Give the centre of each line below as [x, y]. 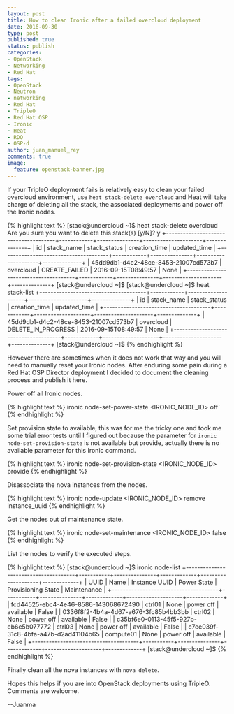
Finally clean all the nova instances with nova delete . [83, 670]
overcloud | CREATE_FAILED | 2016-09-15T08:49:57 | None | [94, 270]
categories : [24, 53]
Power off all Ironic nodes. [45, 393]
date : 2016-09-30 [32, 27]
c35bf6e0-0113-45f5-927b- [156, 619]
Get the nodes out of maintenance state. [65, 519]
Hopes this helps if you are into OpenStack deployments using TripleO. [109, 683]
